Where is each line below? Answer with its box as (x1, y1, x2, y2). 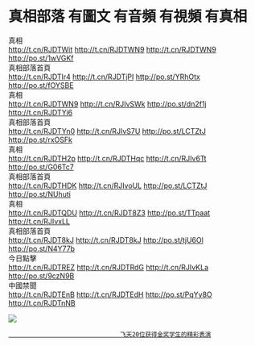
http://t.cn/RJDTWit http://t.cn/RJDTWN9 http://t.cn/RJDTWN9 (8, 44, 217, 54)
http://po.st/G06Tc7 (8, 162, 74, 172)
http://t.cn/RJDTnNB (8, 298, 76, 307)
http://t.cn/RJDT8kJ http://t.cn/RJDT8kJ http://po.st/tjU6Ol (8, 235, 204, 244)
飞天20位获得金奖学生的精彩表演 (119, 330, 212, 339)
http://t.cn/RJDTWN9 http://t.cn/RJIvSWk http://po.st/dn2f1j (8, 98, 207, 109)
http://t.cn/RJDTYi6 (8, 107, 73, 117)
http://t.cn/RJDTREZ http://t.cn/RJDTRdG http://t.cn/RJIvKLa (8, 262, 209, 272)
